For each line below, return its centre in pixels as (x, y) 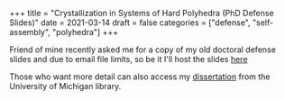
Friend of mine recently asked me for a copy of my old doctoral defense (143, 50)
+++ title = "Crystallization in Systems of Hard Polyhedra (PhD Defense (142, 13)
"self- (262, 23)
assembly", (30, 32)
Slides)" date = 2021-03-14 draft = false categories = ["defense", (130, 23)
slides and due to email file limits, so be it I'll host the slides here (129, 59)
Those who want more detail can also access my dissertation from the (140, 77)
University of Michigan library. (65, 86)
